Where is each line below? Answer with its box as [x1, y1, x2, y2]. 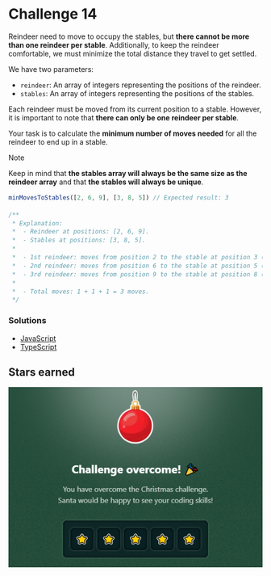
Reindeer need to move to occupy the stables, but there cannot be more [8, 32, 250, 41]
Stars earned [8, 365, 75, 379]
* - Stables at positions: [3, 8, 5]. [11, 236, 147, 245]
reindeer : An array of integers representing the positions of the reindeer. [19, 80, 262, 90]
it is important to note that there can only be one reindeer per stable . [8, 112, 240, 122]
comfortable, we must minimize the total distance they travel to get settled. [8, 48, 257, 58]
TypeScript [19, 342, 57, 351]
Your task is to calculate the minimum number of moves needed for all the [8, 128, 257, 138]
